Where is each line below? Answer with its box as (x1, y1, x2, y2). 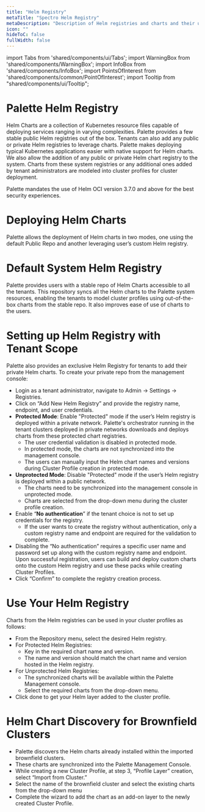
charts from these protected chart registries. (15, 432, 127, 440)
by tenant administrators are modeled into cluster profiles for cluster (6, 167, 178, 174)
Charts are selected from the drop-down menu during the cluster (24, 497, 188, 504)
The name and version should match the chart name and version (24, 654, 187, 661)
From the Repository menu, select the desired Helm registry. (15, 634, 167, 642)
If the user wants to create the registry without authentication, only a (24, 523, 197, 530)
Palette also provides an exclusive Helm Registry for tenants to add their (6, 361, 187, 369)
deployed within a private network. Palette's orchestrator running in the (15, 419, 195, 426)
